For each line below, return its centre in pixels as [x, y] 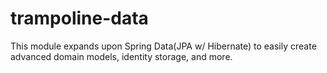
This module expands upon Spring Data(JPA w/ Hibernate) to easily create [163, 46]
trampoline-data [79, 18]
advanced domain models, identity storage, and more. [121, 56]
